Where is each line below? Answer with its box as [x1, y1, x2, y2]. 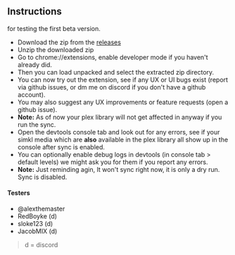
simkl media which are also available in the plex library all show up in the [17, 135, 229, 144]
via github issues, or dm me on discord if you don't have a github [17, 82, 206, 91]
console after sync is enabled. [17, 142, 106, 151]
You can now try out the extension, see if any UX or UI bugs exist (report [17, 75, 229, 84]
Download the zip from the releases [17, 38, 122, 46]
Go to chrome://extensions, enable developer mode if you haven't [17, 53, 209, 61]
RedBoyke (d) [17, 212, 58, 220]
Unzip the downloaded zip [17, 45, 94, 54]
